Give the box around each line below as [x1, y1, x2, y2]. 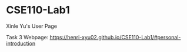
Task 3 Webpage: [6, 34, 49, 40]
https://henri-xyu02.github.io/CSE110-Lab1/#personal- [49, 34, 181, 40]
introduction [6, 40, 36, 47]
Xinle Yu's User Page [6, 23, 58, 29]
